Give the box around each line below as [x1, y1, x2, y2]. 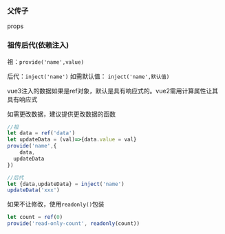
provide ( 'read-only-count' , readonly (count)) [7, 220, 140, 227]
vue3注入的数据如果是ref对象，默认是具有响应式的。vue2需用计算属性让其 [7, 86, 219, 95]
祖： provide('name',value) [7, 57, 85, 66]
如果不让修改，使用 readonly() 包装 [7, 200, 105, 209]
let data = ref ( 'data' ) [7, 130, 76, 137]
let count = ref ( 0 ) [7, 214, 63, 221]
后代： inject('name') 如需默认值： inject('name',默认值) [7, 72, 170, 80]
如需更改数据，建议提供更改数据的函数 [7, 110, 116, 118]
